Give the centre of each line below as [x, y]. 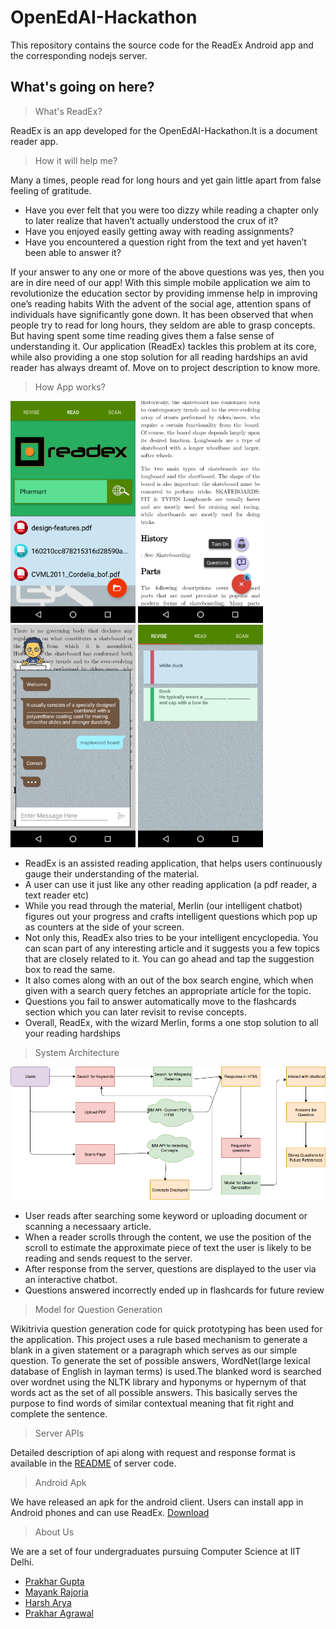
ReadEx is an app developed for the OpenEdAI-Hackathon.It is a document [164, 130]
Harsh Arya [48, 1603]
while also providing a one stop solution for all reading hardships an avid [159, 357]
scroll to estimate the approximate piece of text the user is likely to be [168, 1248]
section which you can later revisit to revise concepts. [135, 1012]
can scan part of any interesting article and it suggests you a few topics [172, 948]
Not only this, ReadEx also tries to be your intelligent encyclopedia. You [171, 937]
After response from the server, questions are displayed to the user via [170, 1269]
